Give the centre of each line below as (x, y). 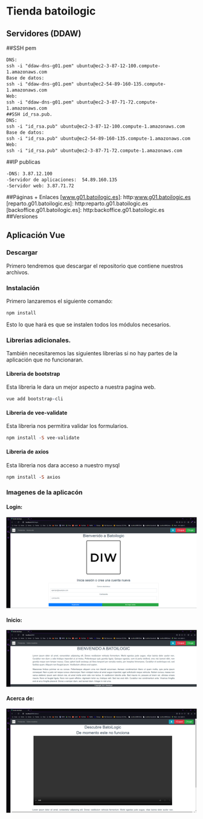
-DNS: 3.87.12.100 (29, 174)
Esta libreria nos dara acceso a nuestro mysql (63, 465)
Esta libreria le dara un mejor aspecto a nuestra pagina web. (81, 387)
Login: (14, 507)
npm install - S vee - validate (43, 438)
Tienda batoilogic (51, 11)
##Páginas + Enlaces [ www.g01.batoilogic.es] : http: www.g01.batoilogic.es (99, 197)
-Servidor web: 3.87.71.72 (40, 186)
